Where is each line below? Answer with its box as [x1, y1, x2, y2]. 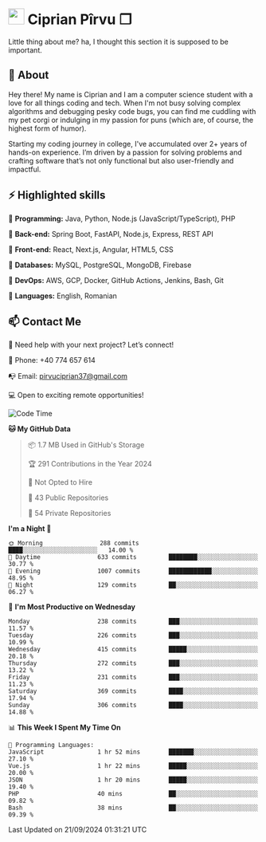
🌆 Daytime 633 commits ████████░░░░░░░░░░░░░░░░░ [8, 553, 259, 561]
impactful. [8, 164, 41, 174]
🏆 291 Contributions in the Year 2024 [27, 459, 153, 469]
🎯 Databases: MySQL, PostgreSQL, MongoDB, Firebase [8, 260, 192, 270]
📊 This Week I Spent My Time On [8, 722, 121, 733]
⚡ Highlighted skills [8, 188, 106, 203]
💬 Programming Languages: [8, 742, 94, 750]
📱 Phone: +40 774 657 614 [8, 356, 96, 365]
